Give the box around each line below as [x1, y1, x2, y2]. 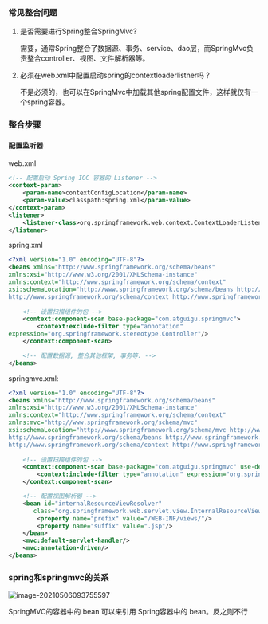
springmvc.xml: [8, 373, 59, 383]
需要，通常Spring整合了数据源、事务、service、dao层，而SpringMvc [19, 44, 247, 53]
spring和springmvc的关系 [8, 571, 109, 583]
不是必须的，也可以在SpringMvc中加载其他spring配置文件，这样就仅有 [19, 88, 251, 97]
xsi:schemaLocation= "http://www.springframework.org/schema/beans [8, 285, 234, 293]
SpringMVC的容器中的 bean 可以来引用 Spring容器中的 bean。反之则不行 [8, 607, 249, 617]
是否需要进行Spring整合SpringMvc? [19, 26, 137, 37]
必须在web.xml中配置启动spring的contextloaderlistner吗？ [19, 70, 211, 80]
